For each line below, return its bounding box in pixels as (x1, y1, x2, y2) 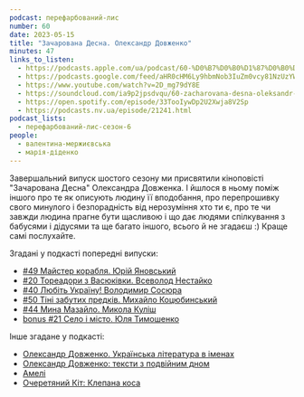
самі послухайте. (9, 230, 76, 241)
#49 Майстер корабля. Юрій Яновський (22, 265, 176, 276)
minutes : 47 (9, 47, 54, 56)
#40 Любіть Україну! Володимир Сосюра (22, 284, 183, 295)
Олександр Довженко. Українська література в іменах (22, 348, 235, 359)
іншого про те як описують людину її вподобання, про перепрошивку (9, 192, 280, 203)
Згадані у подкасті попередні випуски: (9, 248, 158, 259)
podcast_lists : (9, 114, 67, 123)
